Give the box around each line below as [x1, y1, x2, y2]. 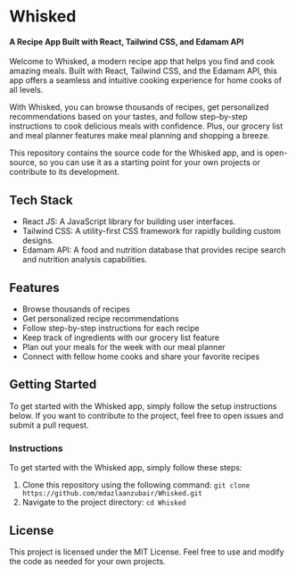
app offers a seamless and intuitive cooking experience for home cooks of [9, 75, 283, 86]
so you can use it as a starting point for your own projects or [38, 157, 260, 168]
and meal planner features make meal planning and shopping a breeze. [9, 130, 270, 141]
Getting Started [9, 377, 97, 392]
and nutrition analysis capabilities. [21, 254, 148, 265]
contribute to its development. [9, 167, 120, 178]
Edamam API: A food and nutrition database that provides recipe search [21, 245, 286, 255]
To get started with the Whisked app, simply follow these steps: [9, 462, 243, 473]
